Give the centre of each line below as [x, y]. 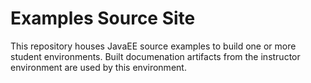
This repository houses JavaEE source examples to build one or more [153, 46]
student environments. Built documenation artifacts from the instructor [155, 56]
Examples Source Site [103, 18]
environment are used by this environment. [98, 67]
